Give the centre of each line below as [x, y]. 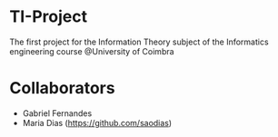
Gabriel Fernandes [57, 113]
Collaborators [62, 88]
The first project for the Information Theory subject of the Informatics [139, 42]
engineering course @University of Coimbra [92, 51]
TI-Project [49, 17]
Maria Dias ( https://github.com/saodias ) [97, 122]
